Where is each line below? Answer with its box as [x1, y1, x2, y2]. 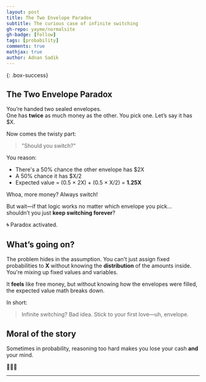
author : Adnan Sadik [6, 55, 59, 61]
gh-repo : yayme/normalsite [6, 26, 75, 32]
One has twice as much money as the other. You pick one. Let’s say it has [6, 112, 193, 120]
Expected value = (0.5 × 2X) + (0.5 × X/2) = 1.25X [15, 179, 142, 186]
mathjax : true [6, 49, 43, 55]
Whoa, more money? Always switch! [6, 191, 98, 198]
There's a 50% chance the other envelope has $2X [15, 166, 145, 174]
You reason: [6, 154, 37, 161]
